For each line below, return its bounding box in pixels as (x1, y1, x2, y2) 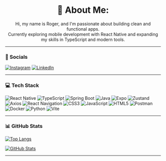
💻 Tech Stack (5, 82, 40, 89)
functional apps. (66, 26, 100, 32)
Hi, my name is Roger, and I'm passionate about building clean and (15, 21, 151, 27)
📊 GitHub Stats (5, 123, 43, 130)
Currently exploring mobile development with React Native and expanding (8, 31, 158, 37)
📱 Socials (5, 53, 28, 60)
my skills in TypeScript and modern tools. (41, 37, 125, 42)
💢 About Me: (57, 4, 109, 16)
